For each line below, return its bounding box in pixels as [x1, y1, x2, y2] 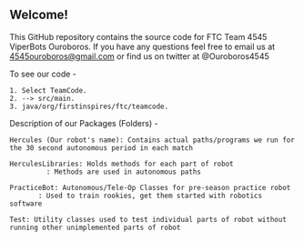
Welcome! [9, 7, 68, 23]
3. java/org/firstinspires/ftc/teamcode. [9, 102, 169, 111]
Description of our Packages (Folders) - [9, 117, 158, 128]
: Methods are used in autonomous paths [46, 167, 202, 176]
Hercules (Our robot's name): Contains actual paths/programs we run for [9, 136, 296, 145]
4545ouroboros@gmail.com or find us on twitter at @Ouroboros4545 [9, 50, 270, 62]
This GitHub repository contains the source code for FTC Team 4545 [9, 31, 268, 42]
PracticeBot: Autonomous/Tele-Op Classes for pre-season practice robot [9, 183, 291, 192]
